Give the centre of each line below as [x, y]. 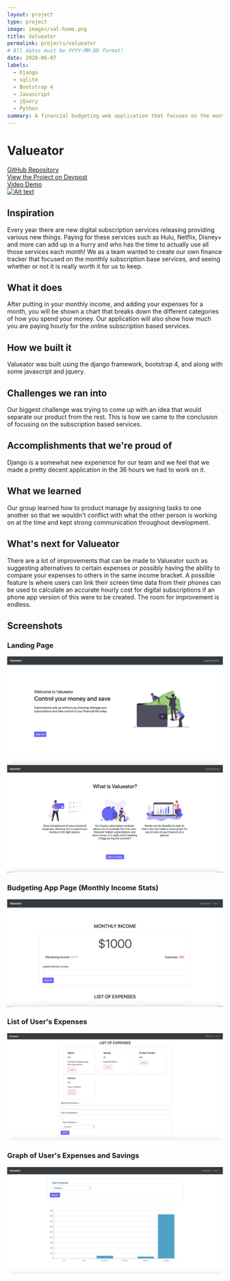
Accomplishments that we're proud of [90, 446]
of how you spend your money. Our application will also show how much [109, 319]
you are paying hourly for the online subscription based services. [99, 326]
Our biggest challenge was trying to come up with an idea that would [104, 410]
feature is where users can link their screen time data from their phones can [114, 582]
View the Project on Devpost [47, 177]
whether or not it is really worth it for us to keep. [75, 266]
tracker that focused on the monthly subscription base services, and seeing [114, 259]
